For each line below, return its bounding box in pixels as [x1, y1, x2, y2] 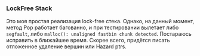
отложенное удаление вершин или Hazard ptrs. [6, 43, 127, 50]
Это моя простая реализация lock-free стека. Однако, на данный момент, [6, 18, 195, 25]
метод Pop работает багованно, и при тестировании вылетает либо [6, 24, 179, 31]
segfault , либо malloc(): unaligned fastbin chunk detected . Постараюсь [6, 30, 192, 38]
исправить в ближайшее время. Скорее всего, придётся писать [6, 37, 170, 44]
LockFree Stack [6, 4, 53, 13]
